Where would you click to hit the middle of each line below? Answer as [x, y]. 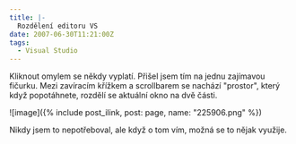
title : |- [28, 17]
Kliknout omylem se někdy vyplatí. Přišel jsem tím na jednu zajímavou [137, 76]
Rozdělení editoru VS [58, 26]
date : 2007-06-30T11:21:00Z [62, 34]
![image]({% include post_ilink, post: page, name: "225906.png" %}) [136, 113]
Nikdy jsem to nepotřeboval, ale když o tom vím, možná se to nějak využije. [148, 130]
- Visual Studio [48, 51]
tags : [19, 42]
